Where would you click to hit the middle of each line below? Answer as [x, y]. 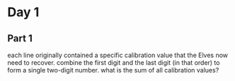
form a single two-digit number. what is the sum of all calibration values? [113, 70]
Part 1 [20, 38]
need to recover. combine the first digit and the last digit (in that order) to [114, 63]
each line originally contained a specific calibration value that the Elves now [118, 55]
